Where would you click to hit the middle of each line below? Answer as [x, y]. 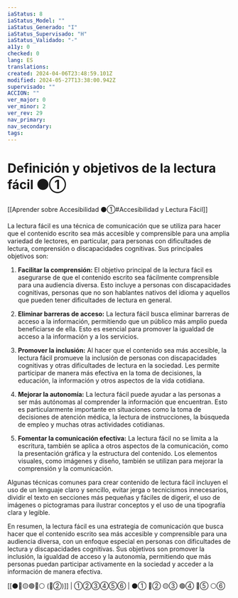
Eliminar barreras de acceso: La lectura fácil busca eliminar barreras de [123, 314]
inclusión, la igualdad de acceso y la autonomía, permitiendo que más [109, 557]
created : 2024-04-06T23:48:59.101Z [60, 73]
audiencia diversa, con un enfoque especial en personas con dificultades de [119, 542]
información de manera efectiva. [55, 572]
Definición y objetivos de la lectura [112, 168]
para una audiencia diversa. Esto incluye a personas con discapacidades [124, 285]
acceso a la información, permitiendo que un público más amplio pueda [122, 321]
